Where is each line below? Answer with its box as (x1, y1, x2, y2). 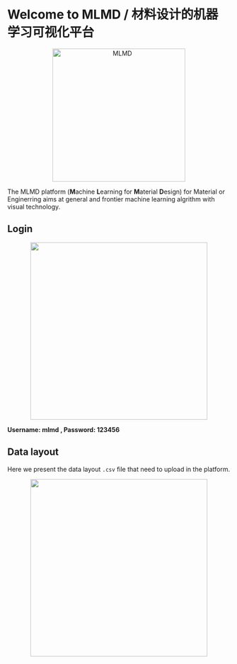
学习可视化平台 (7, 24, 95, 40)
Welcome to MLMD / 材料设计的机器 (7, 6, 219, 23)
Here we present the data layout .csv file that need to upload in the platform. (7, 465, 231, 473)
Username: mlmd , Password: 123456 (7, 425, 120, 433)
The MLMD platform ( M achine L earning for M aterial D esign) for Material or (7, 187, 225, 196)
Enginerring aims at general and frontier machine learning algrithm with (7, 194, 215, 203)
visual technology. (7, 202, 61, 211)
